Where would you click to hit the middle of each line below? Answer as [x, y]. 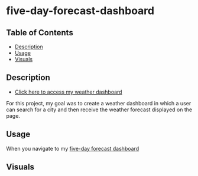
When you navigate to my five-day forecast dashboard [73, 148]
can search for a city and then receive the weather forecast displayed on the [99, 109]
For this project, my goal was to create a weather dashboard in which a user [99, 103]
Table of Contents [40, 33]
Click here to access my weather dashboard [68, 92]
